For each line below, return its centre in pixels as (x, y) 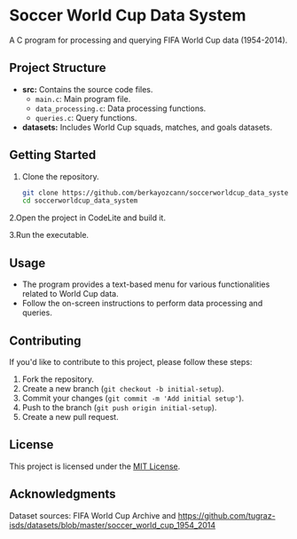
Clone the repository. (60, 176)
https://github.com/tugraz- (227, 515)
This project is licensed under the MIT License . (95, 466)
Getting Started (53, 155)
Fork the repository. (58, 379)
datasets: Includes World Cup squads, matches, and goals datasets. (147, 127)
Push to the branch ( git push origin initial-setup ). (119, 407)
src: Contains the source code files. (87, 89)
